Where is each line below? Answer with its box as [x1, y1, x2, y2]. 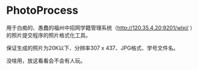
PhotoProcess [6, 4, 78, 17]
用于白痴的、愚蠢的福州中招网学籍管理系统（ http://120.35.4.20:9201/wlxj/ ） [6, 24, 196, 31]
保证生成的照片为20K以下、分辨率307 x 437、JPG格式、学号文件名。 [6, 44, 179, 51]
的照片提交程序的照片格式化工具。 [6, 31, 91, 39]
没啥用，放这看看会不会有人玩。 [6, 57, 86, 64]
